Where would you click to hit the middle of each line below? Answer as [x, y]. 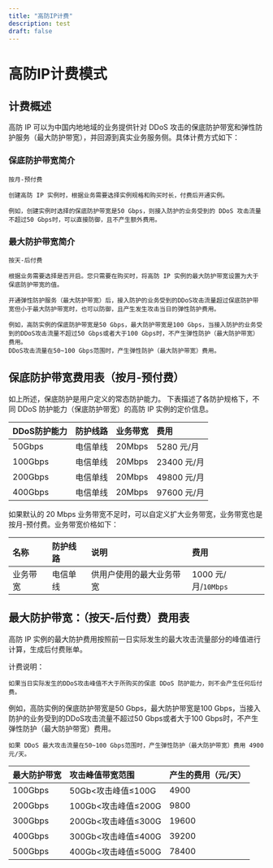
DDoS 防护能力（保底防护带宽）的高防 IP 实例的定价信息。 [115, 409]
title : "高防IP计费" [41, 16]
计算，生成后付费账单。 [48, 649]
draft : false [30, 31]
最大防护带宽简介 [42, 241]
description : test [39, 24]
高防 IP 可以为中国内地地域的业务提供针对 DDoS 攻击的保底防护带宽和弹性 [132, 128]
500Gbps [31, 851]
